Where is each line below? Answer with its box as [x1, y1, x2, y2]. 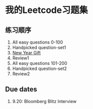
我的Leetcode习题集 [5, 4, 88, 16]
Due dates [5, 85, 37, 94]
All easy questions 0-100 [12, 39, 63, 45]
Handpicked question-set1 [12, 45, 66, 50]
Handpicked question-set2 [12, 65, 67, 71]
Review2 [12, 71, 30, 77]
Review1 [12, 55, 29, 61]
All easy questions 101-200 [12, 60, 68, 66]
